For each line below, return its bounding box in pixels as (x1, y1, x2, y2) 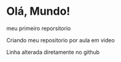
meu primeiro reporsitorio (6, 25, 71, 32)
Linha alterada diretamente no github (6, 48, 100, 56)
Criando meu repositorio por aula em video (6, 36, 115, 44)
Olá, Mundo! (6, 4, 71, 18)
